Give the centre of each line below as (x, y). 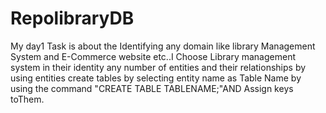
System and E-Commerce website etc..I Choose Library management (153, 56)
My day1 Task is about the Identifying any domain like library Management (163, 46)
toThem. (27, 99)
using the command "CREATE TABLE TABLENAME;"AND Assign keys (152, 88)
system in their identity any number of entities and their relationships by (158, 67)
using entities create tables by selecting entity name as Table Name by (156, 78)
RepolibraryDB (72, 18)
